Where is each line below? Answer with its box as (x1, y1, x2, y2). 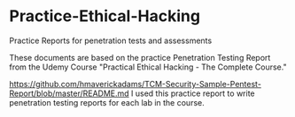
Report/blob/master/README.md (9, 88, 130, 99)
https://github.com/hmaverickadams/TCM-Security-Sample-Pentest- (9, 78, 261, 89)
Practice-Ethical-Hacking (9, 6, 201, 26)
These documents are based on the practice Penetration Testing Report (9, 52, 271, 62)
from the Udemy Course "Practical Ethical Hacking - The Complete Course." (9, 62, 287, 72)
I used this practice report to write (131, 88, 255, 99)
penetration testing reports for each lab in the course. (9, 97, 206, 107)
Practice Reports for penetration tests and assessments (9, 35, 213, 46)
